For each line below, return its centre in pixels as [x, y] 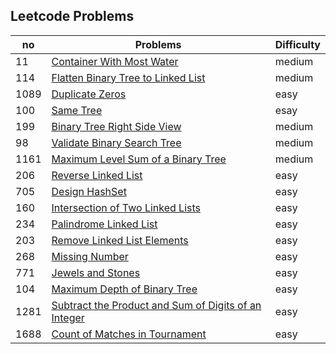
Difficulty [297, 44]
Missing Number [90, 256]
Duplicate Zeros [89, 94]
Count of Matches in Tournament [129, 334]
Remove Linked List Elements [120, 240]
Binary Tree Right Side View [116, 126]
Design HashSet [89, 191]
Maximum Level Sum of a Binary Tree [139, 159]
